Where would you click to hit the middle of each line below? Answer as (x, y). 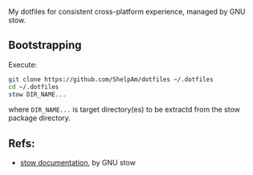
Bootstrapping (45, 45)
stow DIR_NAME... (37, 94)
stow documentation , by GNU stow (78, 163)
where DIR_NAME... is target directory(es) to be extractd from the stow (124, 110)
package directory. (39, 118)
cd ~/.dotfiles (34, 87)
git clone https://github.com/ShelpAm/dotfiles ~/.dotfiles (111, 79)
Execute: (23, 64)
